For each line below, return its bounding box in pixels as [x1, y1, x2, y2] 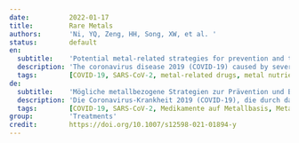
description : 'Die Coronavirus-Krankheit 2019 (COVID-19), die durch [17, 95, 280, 105]
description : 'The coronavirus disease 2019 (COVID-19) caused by [17, 63, 269, 72]
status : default [9, 37, 98, 47]
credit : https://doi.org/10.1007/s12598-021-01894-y [9, 121, 238, 130]
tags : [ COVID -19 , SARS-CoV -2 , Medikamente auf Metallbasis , [17, 104, 273, 113]
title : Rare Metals [9, 21, 114, 30]
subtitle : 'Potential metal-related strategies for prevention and [17, 54, 285, 63]
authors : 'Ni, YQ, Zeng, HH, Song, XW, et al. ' [9, 29, 217, 38]
